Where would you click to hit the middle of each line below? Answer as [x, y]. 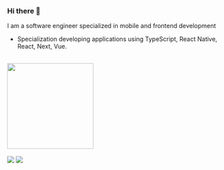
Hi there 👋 [24, 11]
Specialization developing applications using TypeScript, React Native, [117, 39]
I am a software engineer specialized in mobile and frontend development [112, 26]
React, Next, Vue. [42, 47]
